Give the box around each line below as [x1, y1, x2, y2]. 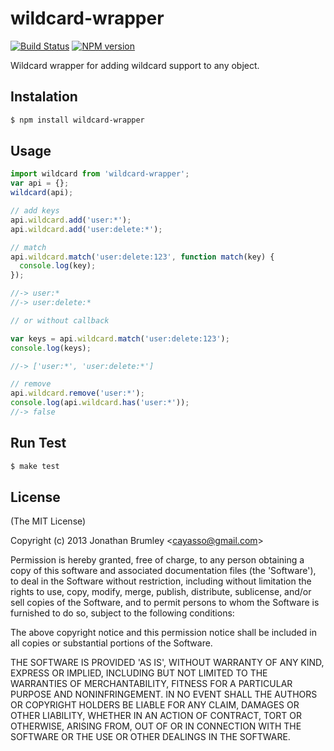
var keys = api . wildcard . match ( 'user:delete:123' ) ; [10, 333, 230, 344]
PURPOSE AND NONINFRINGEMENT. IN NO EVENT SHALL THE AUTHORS [10, 688, 318, 701]
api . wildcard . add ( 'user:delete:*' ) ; [10, 224, 163, 234]
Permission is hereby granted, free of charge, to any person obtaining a [10, 554, 305, 566]
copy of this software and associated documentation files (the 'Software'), [10, 565, 317, 577]
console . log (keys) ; [10, 343, 92, 353]
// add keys [10, 206, 60, 216]
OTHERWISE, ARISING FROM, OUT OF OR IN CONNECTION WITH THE [10, 720, 302, 732]
